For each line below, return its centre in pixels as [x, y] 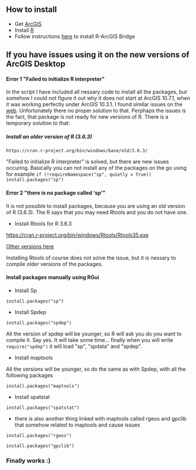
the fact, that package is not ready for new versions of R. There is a [87, 117]
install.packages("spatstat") [43, 408]
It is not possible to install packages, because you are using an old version [96, 206]
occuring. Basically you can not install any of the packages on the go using [97, 168]
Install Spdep [30, 312]
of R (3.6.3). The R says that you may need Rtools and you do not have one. [97, 212]
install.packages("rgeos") [39, 435]
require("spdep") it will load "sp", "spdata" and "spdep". [74, 346]
